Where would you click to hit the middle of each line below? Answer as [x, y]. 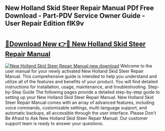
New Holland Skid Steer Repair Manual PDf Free [80, 8]
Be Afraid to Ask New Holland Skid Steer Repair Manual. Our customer [76, 118]
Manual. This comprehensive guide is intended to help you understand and [81, 76]
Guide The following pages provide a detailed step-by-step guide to [91, 92]
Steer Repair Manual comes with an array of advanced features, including [80, 102]
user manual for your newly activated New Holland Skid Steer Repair [75, 71]
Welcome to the [136, 66]
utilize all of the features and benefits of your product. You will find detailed [82, 82]
